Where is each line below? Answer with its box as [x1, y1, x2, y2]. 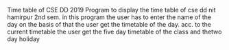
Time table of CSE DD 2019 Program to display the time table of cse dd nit [7, 6, 216, 14]
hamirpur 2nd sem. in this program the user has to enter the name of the [7, 13, 212, 21]
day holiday [7, 35, 40, 43]
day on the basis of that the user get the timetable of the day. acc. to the [7, 21, 211, 28]
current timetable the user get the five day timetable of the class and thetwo [7, 27, 222, 36]
